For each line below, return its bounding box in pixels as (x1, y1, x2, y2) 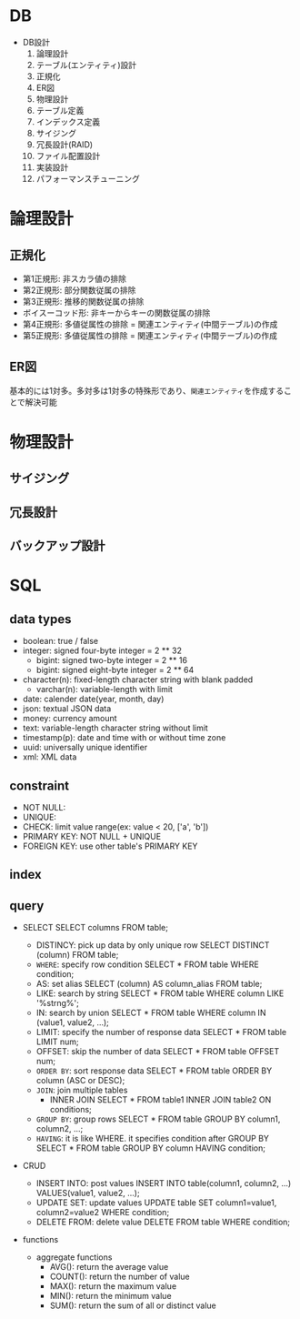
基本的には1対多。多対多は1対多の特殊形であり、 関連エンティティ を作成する (9, 385, 285, 396)
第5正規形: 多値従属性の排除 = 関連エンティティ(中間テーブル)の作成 (22, 329, 277, 341)
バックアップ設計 (9, 539, 105, 554)
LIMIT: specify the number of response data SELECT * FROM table (35, 1027, 287, 1038)
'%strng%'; (35, 998, 80, 1009)
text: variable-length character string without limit (22, 722, 209, 733)
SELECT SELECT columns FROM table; (22, 922, 169, 933)
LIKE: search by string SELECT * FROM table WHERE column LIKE (35, 988, 285, 999)
